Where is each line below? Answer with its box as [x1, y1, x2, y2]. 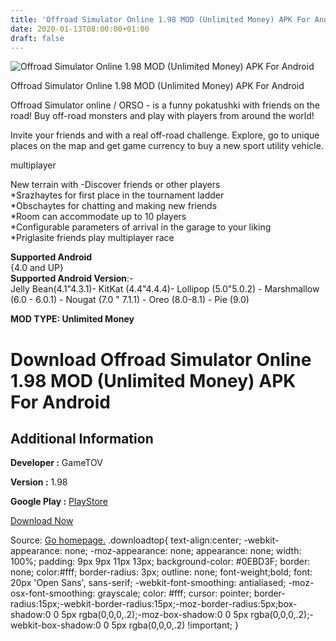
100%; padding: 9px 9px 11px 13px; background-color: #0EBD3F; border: [10, 556, 311, 568]
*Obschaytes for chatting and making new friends [10, 200, 218, 212]
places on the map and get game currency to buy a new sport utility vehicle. [10, 140, 324, 152]
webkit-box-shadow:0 [10, 619, 102, 631]
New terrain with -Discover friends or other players [10, 179, 221, 191]
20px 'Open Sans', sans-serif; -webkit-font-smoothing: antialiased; [10, 577, 287, 589]
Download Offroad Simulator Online [10, 348, 312, 371]
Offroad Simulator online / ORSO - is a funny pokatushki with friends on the [10, 99, 320, 111]
